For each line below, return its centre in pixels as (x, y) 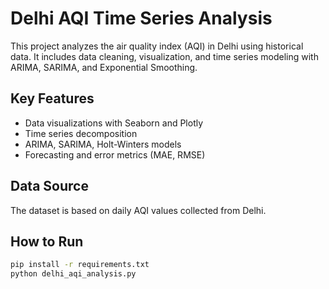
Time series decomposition (81, 133)
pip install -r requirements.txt (80, 265)
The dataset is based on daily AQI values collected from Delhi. (138, 210)
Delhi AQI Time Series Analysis (141, 18)
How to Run (47, 241)
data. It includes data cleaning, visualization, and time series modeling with (164, 56)
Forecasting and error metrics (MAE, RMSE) (115, 154)
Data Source (49, 186)
